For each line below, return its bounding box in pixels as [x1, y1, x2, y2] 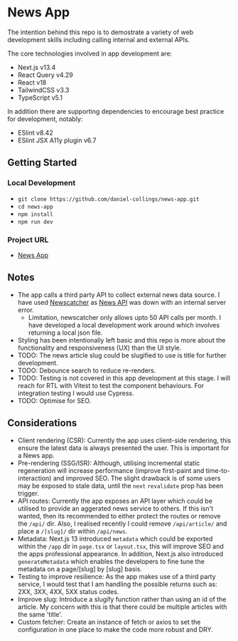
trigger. [17, 489, 39, 497]
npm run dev [17, 218, 53, 225]
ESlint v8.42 [17, 128, 53, 137]
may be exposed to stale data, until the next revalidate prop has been [17, 481, 224, 490]
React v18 [17, 78, 47, 86]
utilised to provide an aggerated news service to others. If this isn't [17, 504, 214, 513]
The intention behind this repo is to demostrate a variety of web [7, 28, 194, 36]
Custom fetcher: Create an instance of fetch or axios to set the [17, 617, 201, 626]
